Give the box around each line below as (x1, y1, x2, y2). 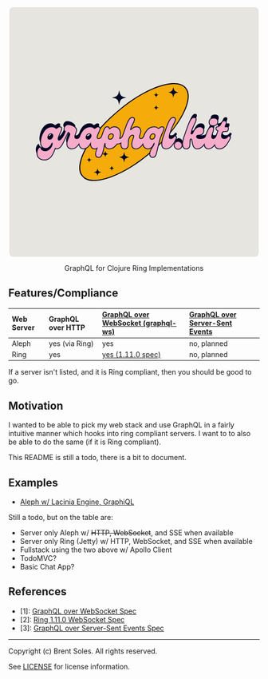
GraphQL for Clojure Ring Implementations (64, 264, 204, 272)
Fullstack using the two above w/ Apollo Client (19, 545, 172, 554)
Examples (8, 475, 58, 490)
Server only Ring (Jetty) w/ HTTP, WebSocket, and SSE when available (19, 536, 253, 546)
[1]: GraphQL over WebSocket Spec (19, 606, 137, 616)
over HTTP (49, 323, 85, 332)
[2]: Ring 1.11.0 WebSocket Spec (19, 614, 125, 624)
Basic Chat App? (19, 562, 75, 571)
